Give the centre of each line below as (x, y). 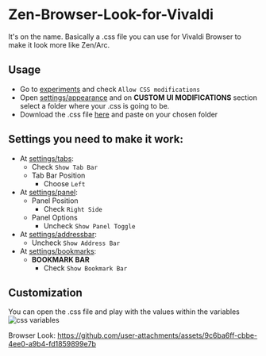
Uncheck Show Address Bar (76, 243)
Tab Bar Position (58, 175)
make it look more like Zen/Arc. (59, 44)
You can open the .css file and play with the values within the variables (124, 312)
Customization (46, 292)
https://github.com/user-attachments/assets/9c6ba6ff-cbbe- (157, 335)
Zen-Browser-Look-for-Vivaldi (111, 15)
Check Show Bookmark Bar (85, 268)
